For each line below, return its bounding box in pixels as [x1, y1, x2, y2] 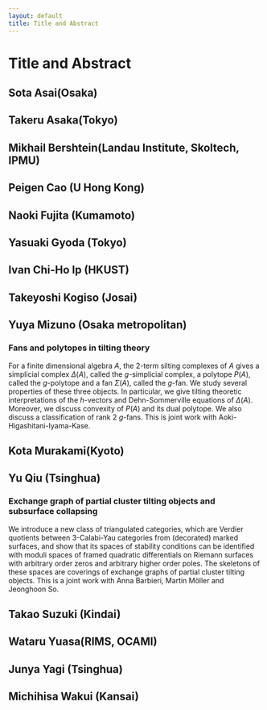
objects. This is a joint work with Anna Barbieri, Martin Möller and [8, 575, 224, 585]
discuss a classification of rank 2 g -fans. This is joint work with [8, 412, 217, 422]
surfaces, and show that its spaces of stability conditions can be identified [8, 541, 255, 551]
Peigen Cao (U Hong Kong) [8, 181, 145, 194]
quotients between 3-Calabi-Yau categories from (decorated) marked [8, 532, 239, 542]
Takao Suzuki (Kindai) [8, 607, 121, 621]
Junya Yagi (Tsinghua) [8, 662, 123, 676]
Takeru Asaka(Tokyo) [8, 114, 118, 127]
